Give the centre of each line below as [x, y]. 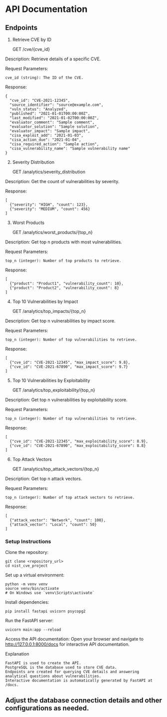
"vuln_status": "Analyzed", [39, 109]
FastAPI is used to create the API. [43, 663]
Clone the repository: [27, 552]
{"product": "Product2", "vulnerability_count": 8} [65, 288]
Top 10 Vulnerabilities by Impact [45, 301]
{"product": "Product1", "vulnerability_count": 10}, [67, 283]
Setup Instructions [28, 541]
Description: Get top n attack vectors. [44, 478]
